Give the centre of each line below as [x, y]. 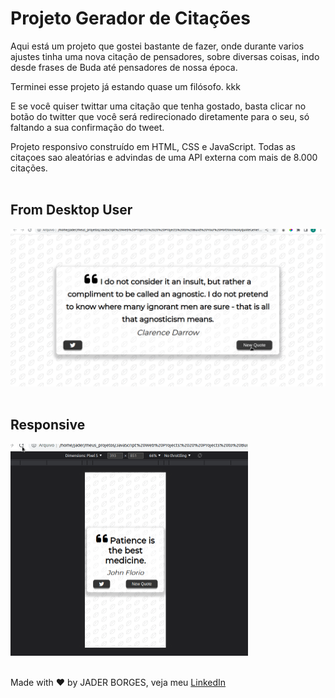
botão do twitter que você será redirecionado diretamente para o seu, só [160, 116]
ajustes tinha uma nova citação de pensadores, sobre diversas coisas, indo [165, 56]
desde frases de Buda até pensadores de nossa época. [124, 67]
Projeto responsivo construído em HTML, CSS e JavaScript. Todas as [153, 146]
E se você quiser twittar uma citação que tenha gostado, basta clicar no [158, 106]
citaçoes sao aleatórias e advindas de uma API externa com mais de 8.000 [164, 157]
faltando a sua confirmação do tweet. [87, 127]
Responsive [48, 425]
